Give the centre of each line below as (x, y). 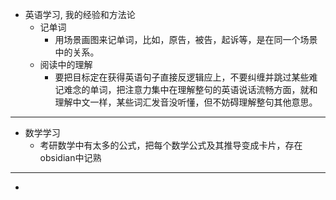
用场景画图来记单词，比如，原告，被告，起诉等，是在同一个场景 (186, 39)
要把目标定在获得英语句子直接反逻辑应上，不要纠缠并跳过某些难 (186, 77)
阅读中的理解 (66, 64)
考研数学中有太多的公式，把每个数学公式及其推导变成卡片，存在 (171, 145)
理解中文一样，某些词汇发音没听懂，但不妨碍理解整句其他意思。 (186, 102)
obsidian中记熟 (70, 157)
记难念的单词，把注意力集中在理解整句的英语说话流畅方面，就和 (186, 89)
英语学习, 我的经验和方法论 (80, 14)
